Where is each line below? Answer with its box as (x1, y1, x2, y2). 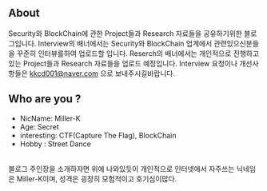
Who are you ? (8, 92, 82, 106)
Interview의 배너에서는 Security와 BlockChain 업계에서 (38, 38, 213, 48)
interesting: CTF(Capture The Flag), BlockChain (19, 130, 177, 140)
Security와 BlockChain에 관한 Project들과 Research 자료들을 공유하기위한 (8, 28, 242, 38)
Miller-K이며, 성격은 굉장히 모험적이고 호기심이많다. (16, 173, 177, 183)
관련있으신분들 (213, 38, 260, 48)
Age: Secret (19, 121, 60, 131)
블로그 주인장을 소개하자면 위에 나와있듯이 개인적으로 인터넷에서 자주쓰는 (8, 164, 235, 173)
